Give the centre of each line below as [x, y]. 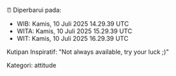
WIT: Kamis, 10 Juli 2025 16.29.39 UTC [72, 38]
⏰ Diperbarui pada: [34, 10]
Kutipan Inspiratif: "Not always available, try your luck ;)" [88, 52]
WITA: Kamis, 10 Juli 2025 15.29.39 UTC [74, 31]
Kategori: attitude [31, 65]
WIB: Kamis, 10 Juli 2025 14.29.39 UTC [73, 24]
